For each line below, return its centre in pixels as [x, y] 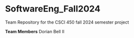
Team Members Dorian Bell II [35, 31]
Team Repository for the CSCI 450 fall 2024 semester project [67, 22]
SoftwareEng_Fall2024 [53, 9]
